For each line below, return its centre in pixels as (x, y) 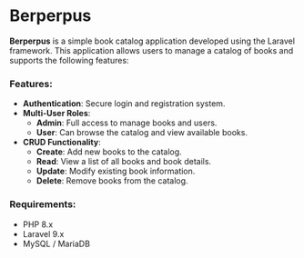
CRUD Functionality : (62, 143)
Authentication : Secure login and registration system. (124, 104)
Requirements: (43, 204)
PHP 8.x (38, 224)
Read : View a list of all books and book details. (124, 162)
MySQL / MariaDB (56, 243)
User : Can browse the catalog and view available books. (142, 133)
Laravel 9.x (43, 233)
